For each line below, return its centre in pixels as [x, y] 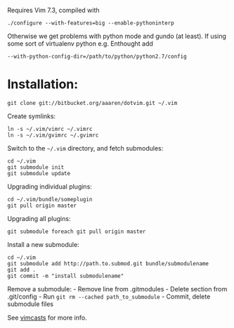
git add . [22, 270]
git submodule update [39, 173]
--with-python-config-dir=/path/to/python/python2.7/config [97, 56]
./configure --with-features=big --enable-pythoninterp [91, 23]
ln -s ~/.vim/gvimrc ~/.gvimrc [53, 135]
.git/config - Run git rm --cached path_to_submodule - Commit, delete [109, 296]
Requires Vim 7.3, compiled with [53, 10]
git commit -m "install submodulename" [66, 276]
